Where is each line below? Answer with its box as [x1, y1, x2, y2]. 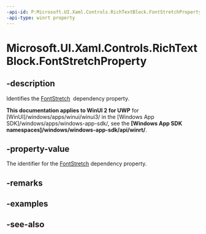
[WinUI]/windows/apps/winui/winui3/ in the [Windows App [6, 113, 154, 120]
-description [6, 78, 55, 89]
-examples [6, 198, 48, 209]
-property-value [6, 143, 70, 154]
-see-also [6, 219, 45, 230]
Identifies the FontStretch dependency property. [6, 94, 130, 102]
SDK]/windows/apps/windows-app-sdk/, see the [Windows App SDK [6, 119, 183, 127]
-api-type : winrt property [6, 15, 75, 21]
